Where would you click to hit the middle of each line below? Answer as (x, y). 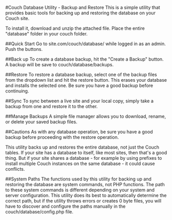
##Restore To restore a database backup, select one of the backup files (81, 75)
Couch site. (17, 18)
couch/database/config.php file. (39, 212)
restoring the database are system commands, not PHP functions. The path (85, 184)
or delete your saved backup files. (41, 122)
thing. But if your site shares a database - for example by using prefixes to (84, 158)
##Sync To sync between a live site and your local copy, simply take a (80, 101)
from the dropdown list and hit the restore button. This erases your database (86, 80)
